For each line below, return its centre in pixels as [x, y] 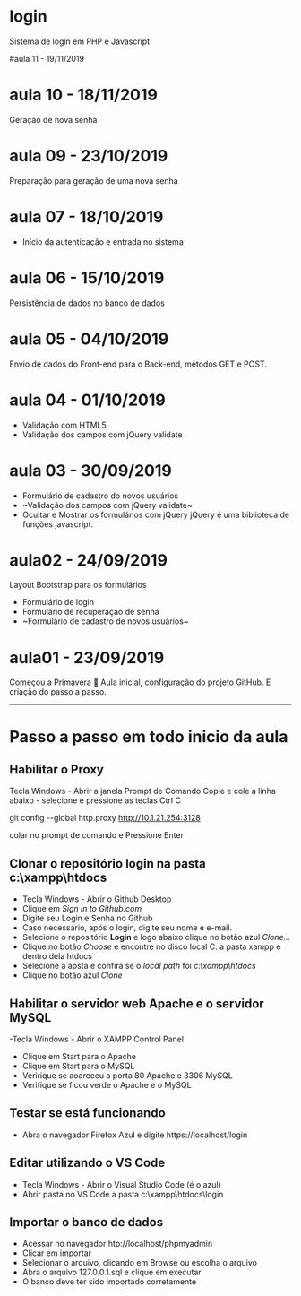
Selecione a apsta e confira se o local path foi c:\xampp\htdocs [139, 966]
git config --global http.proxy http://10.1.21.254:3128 [105, 818]
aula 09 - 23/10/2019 [89, 156]
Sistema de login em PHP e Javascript [80, 41]
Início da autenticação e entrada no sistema [103, 242]
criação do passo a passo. [58, 692]
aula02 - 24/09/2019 [89, 560]
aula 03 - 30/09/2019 [91, 470]
